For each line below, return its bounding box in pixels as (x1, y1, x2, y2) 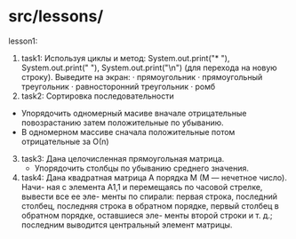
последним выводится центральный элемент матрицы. (20, 219, 233, 230)
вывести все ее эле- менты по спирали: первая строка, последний (20, 191, 277, 202)
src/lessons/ (8, 6, 104, 27)
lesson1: (8, 36, 38, 46)
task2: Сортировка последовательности (20, 91, 174, 101)
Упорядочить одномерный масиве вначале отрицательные (20, 108, 247, 118)
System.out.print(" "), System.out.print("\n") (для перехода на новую (20, 62, 277, 73)
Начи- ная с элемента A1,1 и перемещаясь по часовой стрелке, (20, 181, 263, 192)
